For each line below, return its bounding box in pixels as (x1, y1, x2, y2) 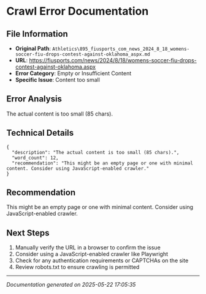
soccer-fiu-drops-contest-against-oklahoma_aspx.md (15, 51, 150, 57)
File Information (6, 29, 69, 39)
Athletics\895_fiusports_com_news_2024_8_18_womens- (51, 46, 190, 52)
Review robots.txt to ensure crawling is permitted (15, 263, 140, 271)
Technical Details (6, 128, 74, 138)
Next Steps (6, 227, 50, 238)
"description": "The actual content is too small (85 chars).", (12, 149, 180, 155)
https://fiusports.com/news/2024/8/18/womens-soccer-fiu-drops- (29, 57, 197, 64)
